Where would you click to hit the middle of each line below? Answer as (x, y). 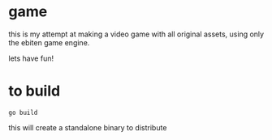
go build (23, 112)
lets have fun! (31, 58)
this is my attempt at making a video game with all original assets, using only (136, 34)
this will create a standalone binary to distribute (88, 127)
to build (35, 91)
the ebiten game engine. (49, 42)
